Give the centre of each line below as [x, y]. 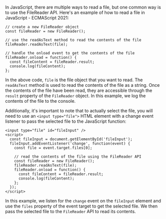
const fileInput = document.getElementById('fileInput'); [71, 139]
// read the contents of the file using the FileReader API [78, 157]
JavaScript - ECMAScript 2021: [37, 18]
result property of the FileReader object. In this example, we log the [76, 96]
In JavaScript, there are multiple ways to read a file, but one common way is [83, 7]
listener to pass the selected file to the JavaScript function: [66, 121]
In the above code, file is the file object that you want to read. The [74, 80]
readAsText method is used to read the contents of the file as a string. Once [83, 85]
